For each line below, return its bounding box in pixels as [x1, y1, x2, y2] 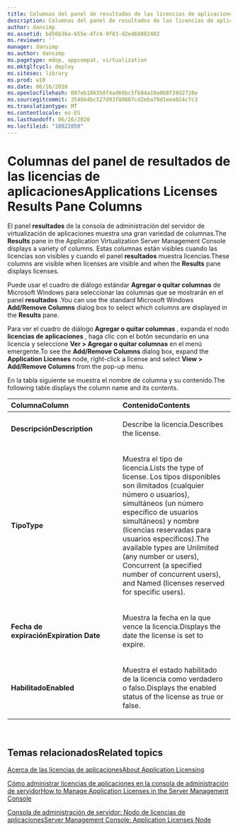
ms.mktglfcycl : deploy [7, 63, 74, 70]
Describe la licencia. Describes [123, 419, 224, 429]
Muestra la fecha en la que [123, 613, 211, 623]
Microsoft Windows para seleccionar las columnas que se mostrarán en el [7, 288, 224, 297]
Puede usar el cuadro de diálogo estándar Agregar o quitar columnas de [7, 281, 221, 290]
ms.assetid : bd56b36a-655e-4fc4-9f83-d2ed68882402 [7, 30, 160, 38]
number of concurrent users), [123, 569, 221, 579]
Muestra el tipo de [123, 454, 183, 464]
